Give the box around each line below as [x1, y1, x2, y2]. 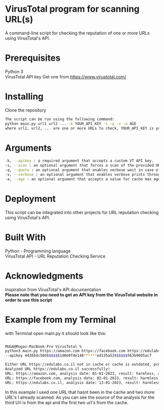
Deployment [5, 193, 56, 204]
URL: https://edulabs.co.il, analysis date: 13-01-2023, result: [5, 380, 141, 385]
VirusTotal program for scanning [5, 3, 140, 15]
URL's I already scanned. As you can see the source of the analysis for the [5, 394, 155, 400]
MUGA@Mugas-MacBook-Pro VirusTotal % [5, 344, 82, 349]
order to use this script [5, 297, 52, 303]
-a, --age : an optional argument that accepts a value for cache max [5, 176, 152, 182]
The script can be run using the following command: [5, 117, 115, 121]
